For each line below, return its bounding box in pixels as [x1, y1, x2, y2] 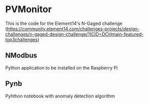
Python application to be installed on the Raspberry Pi [5, 64, 118, 71]
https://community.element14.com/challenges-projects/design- [7, 25, 140, 31]
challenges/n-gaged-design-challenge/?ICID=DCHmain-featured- [5, 31, 144, 37]
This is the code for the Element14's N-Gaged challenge [5, 20, 123, 26]
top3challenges [5, 37, 38, 43]
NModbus [5, 51, 37, 60]
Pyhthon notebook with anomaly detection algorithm [5, 93, 115, 99]
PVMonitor [5, 4, 52, 15]
